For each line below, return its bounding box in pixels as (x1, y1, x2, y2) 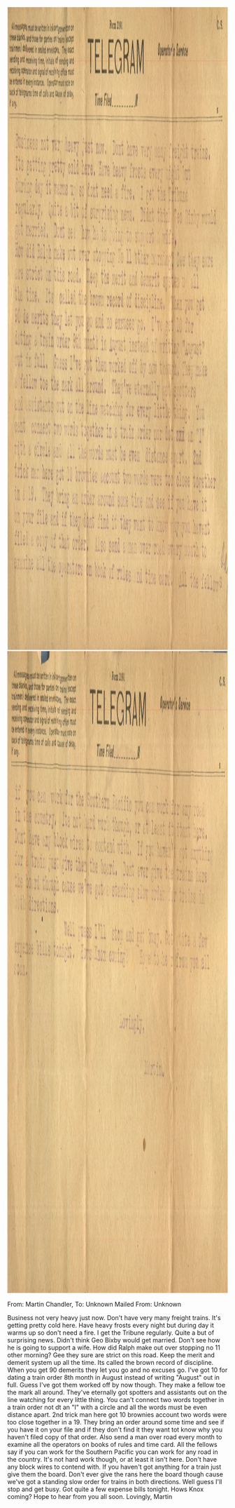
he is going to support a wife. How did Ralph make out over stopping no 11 (7, 1343, 220, 1352)
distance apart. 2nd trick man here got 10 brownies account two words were (7, 1411, 227, 1419)
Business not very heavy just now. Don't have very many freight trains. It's (7, 1314, 222, 1321)
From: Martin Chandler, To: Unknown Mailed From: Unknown (7, 1300, 182, 1308)
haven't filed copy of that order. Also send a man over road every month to (7, 1433, 222, 1441)
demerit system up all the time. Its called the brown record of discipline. (7, 1359, 214, 1366)
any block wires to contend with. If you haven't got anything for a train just (7, 1462, 222, 1471)
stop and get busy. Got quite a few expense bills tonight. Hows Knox (7, 1485, 204, 1493)
